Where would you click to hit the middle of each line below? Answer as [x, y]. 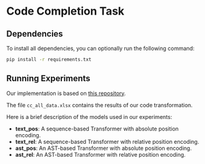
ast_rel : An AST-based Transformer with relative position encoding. [100, 154]
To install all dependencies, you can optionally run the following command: [100, 48]
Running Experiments [48, 78]
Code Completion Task [65, 11]
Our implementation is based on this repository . [66, 93]
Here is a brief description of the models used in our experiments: [89, 116]
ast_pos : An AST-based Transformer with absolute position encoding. [103, 148]
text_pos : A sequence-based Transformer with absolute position [97, 129]
